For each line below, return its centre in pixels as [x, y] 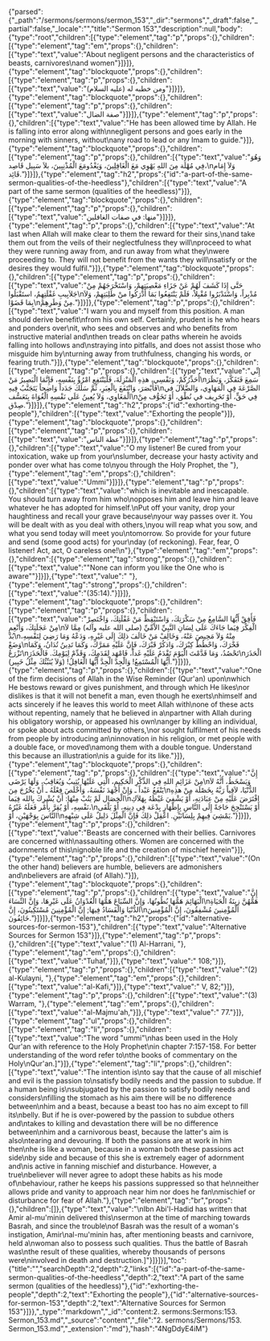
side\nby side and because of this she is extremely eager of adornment [127, 1157]
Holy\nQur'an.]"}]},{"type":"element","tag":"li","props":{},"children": [120, 1063]
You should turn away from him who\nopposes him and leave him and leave [134, 499]
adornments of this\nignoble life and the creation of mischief [108, 850]
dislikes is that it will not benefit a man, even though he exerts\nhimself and [133, 696]
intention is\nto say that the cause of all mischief [182, 1072]
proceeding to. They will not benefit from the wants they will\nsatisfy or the [133, 260]
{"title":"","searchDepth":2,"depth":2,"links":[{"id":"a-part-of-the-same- [127, 1269]
